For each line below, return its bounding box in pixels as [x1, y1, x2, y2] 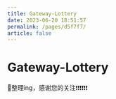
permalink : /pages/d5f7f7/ [7, 23, 86, 30]
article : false [7, 29, 52, 37]
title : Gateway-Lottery [7, 10, 77, 17]
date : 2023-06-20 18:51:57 [7, 17, 86, 24]
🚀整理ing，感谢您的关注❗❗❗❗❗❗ [7, 84, 88, 92]
